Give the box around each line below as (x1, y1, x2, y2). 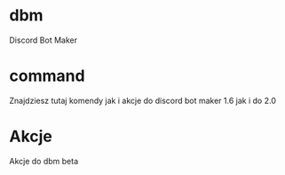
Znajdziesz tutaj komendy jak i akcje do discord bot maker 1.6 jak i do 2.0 (9, 95, 277, 106)
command (9, 66, 86, 86)
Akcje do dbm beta (9, 155, 79, 166)
